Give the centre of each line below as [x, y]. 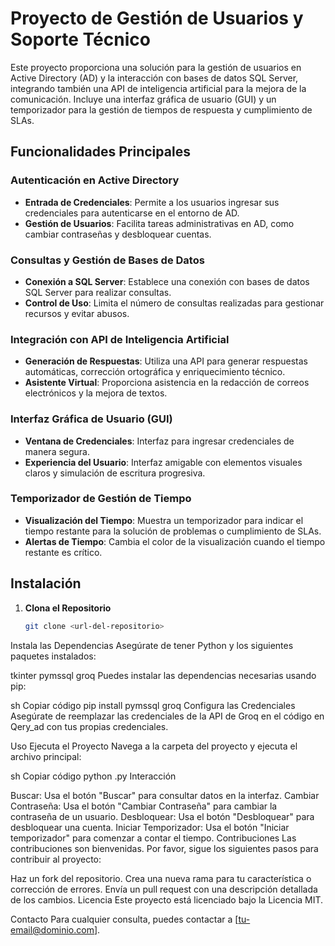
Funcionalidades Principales [100, 152]
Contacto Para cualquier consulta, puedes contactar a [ [124, 919]
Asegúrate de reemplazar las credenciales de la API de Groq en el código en [167, 716]
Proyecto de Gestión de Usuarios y [157, 18]
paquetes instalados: [53, 656]
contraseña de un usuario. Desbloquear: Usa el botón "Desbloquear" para [162, 816]
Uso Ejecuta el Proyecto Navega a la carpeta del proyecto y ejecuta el [154, 746]
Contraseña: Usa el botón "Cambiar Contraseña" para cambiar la [144, 806]
